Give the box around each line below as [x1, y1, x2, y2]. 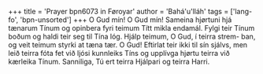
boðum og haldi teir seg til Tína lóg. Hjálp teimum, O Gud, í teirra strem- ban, [8, 31, 256, 41]
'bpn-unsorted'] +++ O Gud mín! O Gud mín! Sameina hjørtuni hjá [19, 15, 232, 24]
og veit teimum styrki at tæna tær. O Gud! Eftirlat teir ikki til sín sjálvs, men [8, 40, 248, 50]
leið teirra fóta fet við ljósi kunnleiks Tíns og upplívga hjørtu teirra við [8, 49, 230, 57]
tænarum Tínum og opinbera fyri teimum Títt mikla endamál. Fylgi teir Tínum [8, 24, 255, 32]
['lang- [230, 7, 253, 16]
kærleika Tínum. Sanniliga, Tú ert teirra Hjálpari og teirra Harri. [8, 57, 210, 66]
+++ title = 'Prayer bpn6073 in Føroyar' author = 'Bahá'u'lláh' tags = [8, 7, 229, 16]
